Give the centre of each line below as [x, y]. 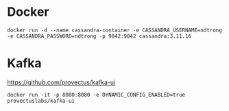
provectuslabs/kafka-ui [41, 101]
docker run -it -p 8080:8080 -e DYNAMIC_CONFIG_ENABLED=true [96, 95]
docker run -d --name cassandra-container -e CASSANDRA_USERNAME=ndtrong [115, 30]
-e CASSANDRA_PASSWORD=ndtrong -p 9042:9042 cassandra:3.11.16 [99, 36]
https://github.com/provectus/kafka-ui [61, 82]
